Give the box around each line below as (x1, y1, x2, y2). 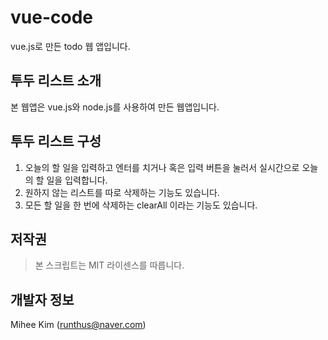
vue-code (10, 6, 93, 29)
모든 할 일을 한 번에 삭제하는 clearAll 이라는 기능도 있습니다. (24, 199, 258, 211)
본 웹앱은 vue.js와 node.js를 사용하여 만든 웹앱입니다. (10, 101, 220, 113)
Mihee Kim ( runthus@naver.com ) (10, 319, 147, 331)
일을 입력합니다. (46, 174, 108, 186)
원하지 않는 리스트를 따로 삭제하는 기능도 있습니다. (24, 186, 220, 198)
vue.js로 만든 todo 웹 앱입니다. (10, 40, 131, 52)
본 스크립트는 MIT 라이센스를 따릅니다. (34, 259, 185, 271)
